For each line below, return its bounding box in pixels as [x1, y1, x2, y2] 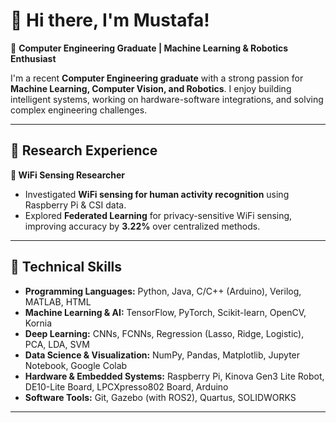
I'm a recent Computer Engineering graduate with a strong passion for [10, 72, 304, 84]
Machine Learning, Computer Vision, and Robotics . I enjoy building [10, 82, 292, 94]
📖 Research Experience [10, 142, 158, 159]
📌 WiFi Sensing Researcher [10, 169, 126, 181]
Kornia [24, 317, 53, 329]
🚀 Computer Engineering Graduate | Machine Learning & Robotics [10, 42, 289, 54]
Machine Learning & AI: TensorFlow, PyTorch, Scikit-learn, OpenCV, [24, 306, 307, 318]
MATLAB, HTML [24, 295, 92, 308]
